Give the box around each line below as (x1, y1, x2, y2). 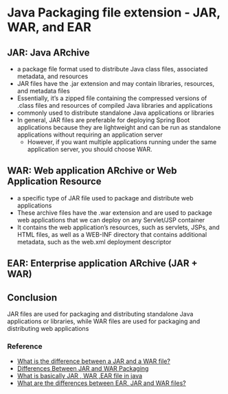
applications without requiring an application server (16, 130, 163, 139)
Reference (7, 341, 43, 351)
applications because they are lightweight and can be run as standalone (16, 124, 221, 131)
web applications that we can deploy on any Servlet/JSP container (16, 216, 205, 224)
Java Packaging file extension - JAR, (7, 5, 221, 21)
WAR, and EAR (7, 19, 91, 35)
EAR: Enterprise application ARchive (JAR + (7, 257, 198, 269)
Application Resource (7, 176, 102, 187)
